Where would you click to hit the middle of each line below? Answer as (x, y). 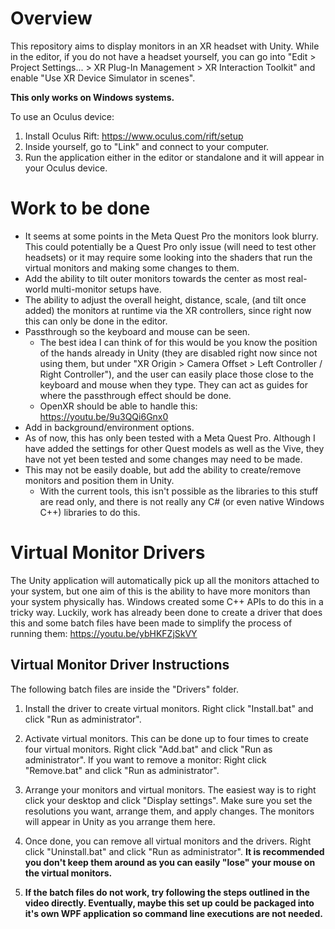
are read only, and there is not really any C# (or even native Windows (182, 501)
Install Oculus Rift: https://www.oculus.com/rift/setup (134, 136)
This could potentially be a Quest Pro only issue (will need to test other (170, 246)
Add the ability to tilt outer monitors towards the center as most (155, 278)
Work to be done (80, 208)
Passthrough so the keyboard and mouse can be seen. (137, 331)
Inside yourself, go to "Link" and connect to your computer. (147, 146)
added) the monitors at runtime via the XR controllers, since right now (168, 310)
